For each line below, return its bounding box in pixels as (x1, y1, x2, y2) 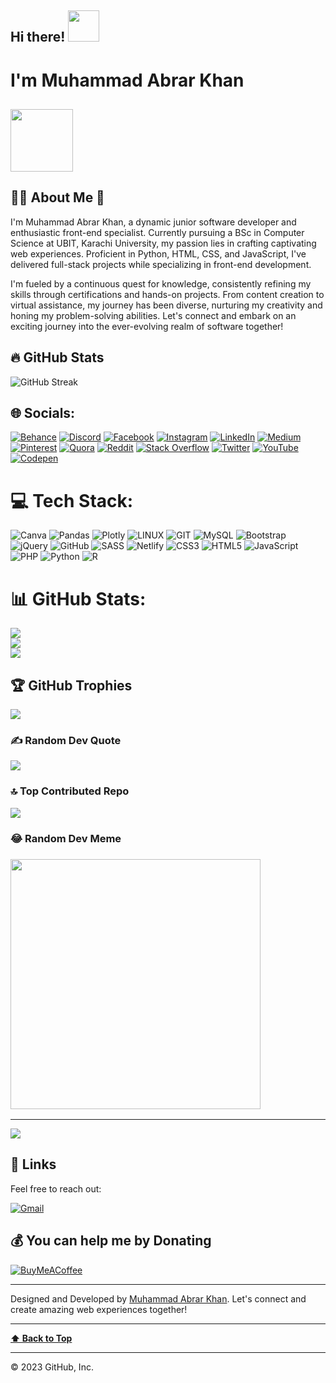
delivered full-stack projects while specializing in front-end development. (10, 258, 312, 270)
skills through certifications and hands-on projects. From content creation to (10, 288, 325, 300)
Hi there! (10, 29, 66, 46)
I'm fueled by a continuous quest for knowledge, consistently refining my (10, 277, 312, 290)
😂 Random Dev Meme (10, 831, 122, 845)
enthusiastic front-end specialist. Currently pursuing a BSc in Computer (10, 226, 305, 238)
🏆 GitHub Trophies (10, 677, 133, 694)
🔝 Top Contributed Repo (10, 784, 130, 798)
